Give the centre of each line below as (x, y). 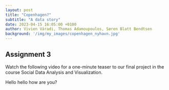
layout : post (19, 10)
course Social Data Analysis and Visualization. (54, 72)
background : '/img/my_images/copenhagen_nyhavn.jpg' (63, 34)
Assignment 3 (28, 54)
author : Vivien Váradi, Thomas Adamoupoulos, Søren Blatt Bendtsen (79, 29)
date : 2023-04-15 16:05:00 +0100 (41, 24)
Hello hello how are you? (31, 82)
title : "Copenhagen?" (28, 15)
